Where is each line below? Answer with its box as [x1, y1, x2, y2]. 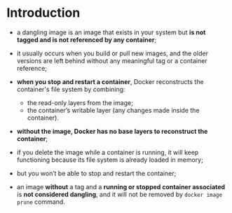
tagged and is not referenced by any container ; [16, 35, 157, 43]
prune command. [16, 198, 66, 206]
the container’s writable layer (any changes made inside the [27, 106, 200, 114]
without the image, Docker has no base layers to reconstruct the [16, 127, 208, 135]
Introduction [6, 5, 81, 21]
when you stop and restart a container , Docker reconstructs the [16, 77, 204, 85]
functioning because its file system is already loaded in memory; [16, 156, 204, 164]
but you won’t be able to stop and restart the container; [16, 169, 177, 177]
